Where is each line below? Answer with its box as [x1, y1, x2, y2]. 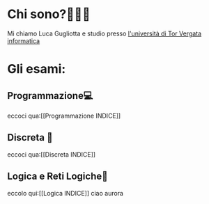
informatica [7, 36, 40, 45]
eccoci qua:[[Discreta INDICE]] [7, 150, 96, 159]
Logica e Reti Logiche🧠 [7, 171, 108, 182]
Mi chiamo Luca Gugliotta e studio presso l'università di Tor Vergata [7, 29, 202, 38]
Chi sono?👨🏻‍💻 [7, 6, 91, 22]
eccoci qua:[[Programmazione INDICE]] [7, 111, 121, 120]
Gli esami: [7, 61, 66, 77]
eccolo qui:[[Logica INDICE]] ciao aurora [7, 189, 124, 197]
